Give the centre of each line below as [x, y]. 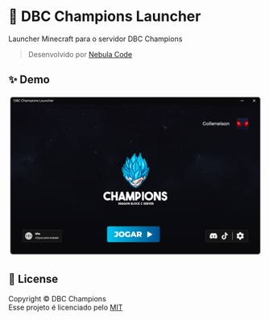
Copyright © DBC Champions [57, 298]
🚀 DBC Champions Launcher [105, 17]
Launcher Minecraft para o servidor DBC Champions [95, 39]
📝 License [33, 279]
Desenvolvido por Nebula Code [80, 54]
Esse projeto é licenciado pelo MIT [66, 307]
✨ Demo [29, 80]
